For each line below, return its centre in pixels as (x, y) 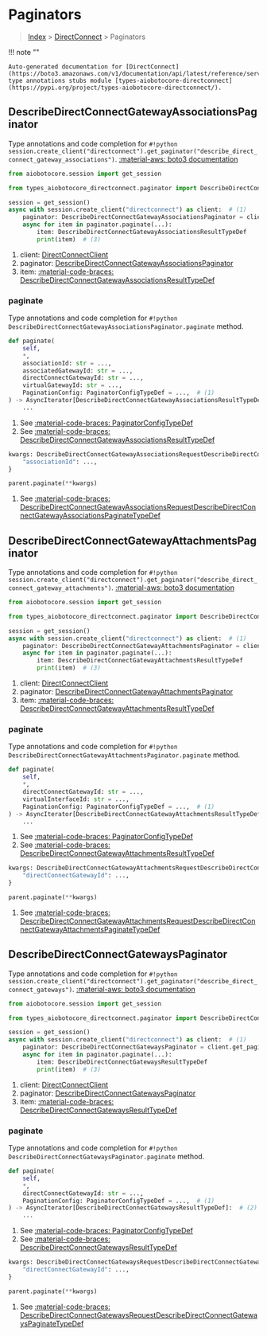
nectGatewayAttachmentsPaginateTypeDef (90, 929)
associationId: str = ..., (67, 363)
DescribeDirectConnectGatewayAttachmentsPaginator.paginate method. (124, 755)
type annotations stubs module (60, 80)
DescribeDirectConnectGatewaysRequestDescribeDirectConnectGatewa (139, 1315)
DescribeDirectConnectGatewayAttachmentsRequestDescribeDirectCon (137, 920)
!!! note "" (24, 52)
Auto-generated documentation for (66, 66)
